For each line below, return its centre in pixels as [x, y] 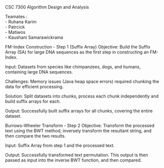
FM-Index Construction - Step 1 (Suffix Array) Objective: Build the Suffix [78, 47]
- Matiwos [15, 32]
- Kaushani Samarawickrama [34, 37]
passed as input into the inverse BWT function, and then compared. [73, 160]
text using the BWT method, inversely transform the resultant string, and [78, 131]
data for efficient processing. [34, 87]
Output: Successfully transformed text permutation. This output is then [77, 155]
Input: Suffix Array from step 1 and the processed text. [60, 145]
